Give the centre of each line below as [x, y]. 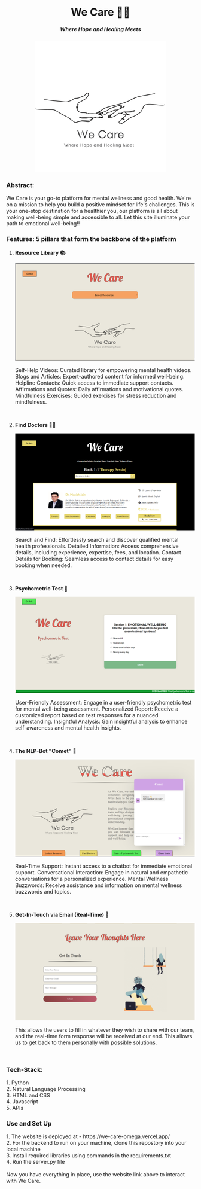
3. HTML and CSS [28, 1095]
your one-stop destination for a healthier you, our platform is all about [92, 211]
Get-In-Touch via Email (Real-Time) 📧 [62, 914]
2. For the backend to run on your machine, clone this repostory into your [96, 1143]
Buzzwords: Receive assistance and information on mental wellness [98, 885]
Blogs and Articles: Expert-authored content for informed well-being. [100, 376]
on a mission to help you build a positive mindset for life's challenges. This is [100, 205]
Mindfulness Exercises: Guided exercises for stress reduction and [96, 395]
